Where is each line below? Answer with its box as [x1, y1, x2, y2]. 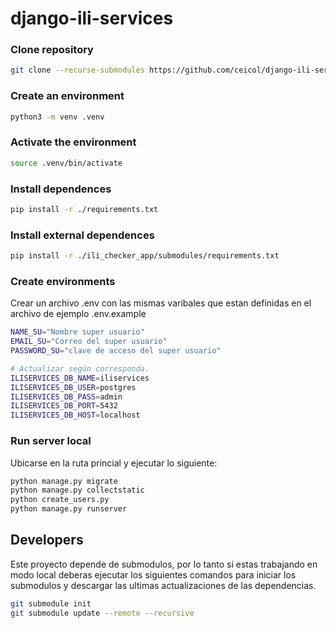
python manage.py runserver [10, 504, 128, 514]
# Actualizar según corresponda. [10, 363, 150, 374]
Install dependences [10, 182, 112, 196]
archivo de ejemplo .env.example [10, 308, 147, 320]
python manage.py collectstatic [10, 485, 145, 496]
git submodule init [10, 598, 92, 609]
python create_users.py [10, 495, 110, 505]
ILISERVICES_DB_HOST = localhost [10, 410, 141, 421]
